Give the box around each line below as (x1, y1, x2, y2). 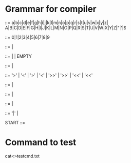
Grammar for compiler (5, 3, 96, 15)
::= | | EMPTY (5, 53, 32, 59)
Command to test (5, 137, 76, 148)
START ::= (5, 119, 25, 125)
